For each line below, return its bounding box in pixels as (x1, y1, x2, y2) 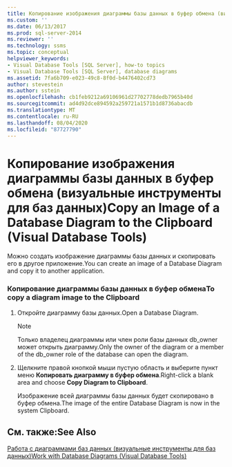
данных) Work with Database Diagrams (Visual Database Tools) (7, 452, 187, 460)
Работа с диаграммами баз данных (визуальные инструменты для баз (7, 444, 216, 453)
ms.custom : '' (7, 17, 48, 24)
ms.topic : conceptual (7, 49, 70, 56)
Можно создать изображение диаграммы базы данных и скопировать (7, 252, 216, 260)
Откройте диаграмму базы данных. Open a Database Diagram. (17, 309, 199, 317)
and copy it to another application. (7, 267, 105, 275)
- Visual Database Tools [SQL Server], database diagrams (7, 68, 177, 75)
